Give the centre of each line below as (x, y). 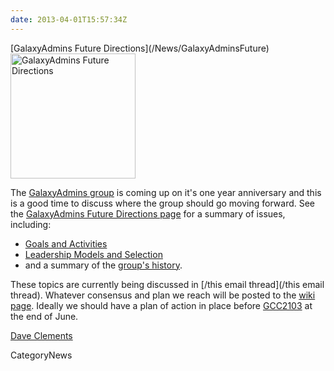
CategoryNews (41, 355)
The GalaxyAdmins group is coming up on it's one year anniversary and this (166, 192)
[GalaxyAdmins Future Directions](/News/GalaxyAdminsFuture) (140, 48)
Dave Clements (41, 335)
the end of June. (44, 316)
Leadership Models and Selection (93, 254)
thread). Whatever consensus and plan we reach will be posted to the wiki (163, 295)
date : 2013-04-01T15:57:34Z (69, 19)
